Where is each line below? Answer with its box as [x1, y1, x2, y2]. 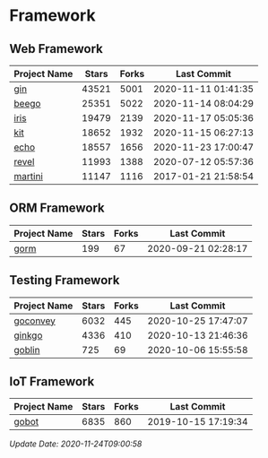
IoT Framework [9, 374, 95, 390]
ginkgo [13, 329, 43, 341]
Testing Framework [9, 272, 120, 288]
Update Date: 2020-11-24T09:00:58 [9, 438, 143, 449]
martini [13, 170, 43, 182]
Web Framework [9, 41, 103, 56]
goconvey [13, 315, 56, 327]
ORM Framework [9, 201, 105, 216]
